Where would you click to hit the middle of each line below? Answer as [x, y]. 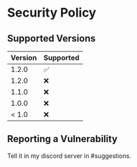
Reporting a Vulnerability [62, 139]
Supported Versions [51, 38]
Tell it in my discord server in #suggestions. [69, 156]
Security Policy [52, 13]
